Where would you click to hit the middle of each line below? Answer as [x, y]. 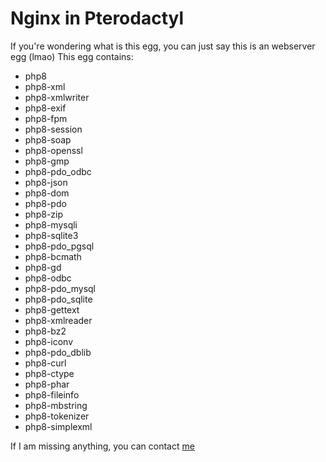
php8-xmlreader [58, 320]
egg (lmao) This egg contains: [72, 56]
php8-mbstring [56, 405]
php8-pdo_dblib [58, 352]
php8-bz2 [45, 331]
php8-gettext [52, 309]
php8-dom [47, 193]
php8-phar [47, 384]
